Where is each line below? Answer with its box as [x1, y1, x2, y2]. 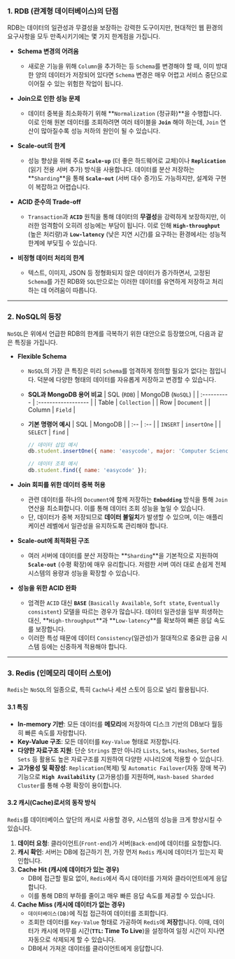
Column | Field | [27, 405, 76, 414]
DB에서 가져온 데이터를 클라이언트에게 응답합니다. [27, 944, 164, 952]
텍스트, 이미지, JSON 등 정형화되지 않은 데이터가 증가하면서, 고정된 [27, 268, 211, 277]
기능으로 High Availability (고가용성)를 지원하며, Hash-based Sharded [17, 772, 214, 780]
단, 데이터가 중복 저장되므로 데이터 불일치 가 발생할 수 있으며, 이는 [27, 513, 205, 521]
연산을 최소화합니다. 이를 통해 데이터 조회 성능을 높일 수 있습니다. [27, 504, 205, 513]
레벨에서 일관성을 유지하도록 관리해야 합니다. [46, 522, 169, 530]
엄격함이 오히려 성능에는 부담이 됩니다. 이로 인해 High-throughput [41, 221, 220, 230]
